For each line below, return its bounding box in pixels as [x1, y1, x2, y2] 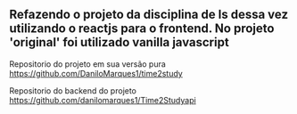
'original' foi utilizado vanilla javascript [9, 35, 229, 50]
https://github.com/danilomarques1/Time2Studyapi [9, 94, 196, 105]
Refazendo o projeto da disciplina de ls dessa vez [9, 7, 288, 22]
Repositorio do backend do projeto [9, 85, 136, 96]
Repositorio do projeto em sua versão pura [9, 58, 167, 69]
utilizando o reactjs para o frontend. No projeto [9, 21, 275, 37]
